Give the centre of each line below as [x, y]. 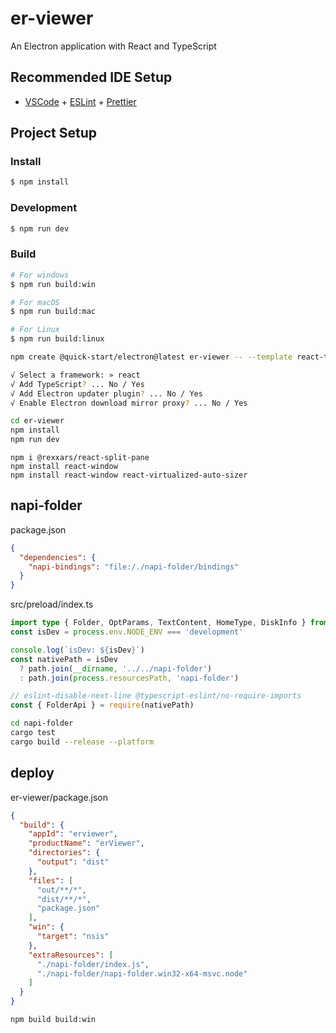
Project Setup [54, 133]
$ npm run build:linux [57, 339]
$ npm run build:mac [53, 312]
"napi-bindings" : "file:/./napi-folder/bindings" [134, 567]
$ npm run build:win [53, 284]
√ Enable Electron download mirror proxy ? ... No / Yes [129, 403]
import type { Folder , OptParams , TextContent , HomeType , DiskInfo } [158, 623]
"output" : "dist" [73, 862]
